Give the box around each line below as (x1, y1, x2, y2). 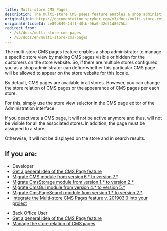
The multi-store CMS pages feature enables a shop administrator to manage (5, 48, 162, 55)
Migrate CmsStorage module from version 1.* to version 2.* (12, 179, 134, 185)
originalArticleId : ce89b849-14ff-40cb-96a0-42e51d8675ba (5, 21, 128, 26)
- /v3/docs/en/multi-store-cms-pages (9, 35, 88, 40)
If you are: (5, 150, 37, 158)
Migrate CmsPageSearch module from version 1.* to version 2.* (12, 189, 143, 195)
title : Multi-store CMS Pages (5, 7, 68, 12)
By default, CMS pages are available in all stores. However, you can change (5, 79, 160, 85)
